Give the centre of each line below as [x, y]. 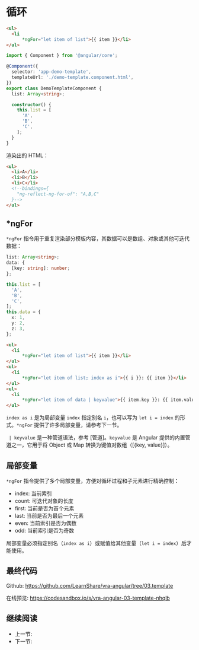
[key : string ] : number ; [41, 268]
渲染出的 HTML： [27, 155]
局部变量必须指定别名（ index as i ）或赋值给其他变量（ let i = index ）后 [96, 543]
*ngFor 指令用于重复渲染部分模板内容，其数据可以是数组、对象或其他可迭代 [98, 238]
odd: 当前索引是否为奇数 [44, 530]
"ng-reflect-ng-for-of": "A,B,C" [58, 194]
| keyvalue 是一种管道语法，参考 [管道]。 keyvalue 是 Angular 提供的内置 [97, 438]
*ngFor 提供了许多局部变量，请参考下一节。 [70, 425]
